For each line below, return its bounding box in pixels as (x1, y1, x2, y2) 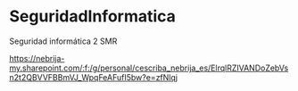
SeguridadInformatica (9, 6, 177, 27)
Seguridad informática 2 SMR (9, 36, 118, 46)
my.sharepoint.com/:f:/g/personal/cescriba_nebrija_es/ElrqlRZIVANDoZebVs (9, 62, 289, 73)
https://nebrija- (9, 53, 65, 63)
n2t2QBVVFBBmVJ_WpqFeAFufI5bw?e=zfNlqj (9, 71, 178, 82)
